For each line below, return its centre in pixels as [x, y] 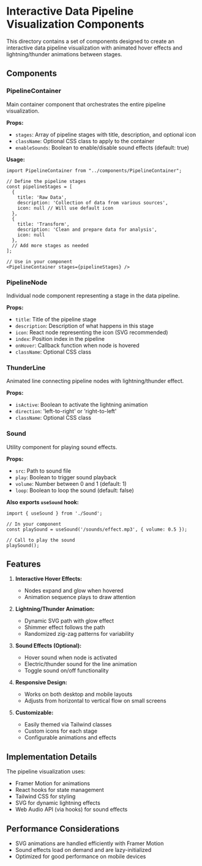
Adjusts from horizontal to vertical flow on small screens [95, 701]
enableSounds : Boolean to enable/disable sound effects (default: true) [102, 147]
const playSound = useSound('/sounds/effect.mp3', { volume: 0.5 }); [97, 529]
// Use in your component [39, 261]
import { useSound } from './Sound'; [54, 513]
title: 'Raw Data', [42, 197]
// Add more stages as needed [50, 245]
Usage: [16, 159]
